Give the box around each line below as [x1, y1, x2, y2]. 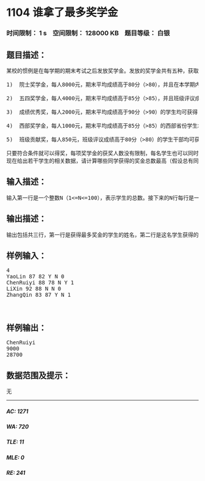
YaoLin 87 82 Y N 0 [6, 273, 65, 280]
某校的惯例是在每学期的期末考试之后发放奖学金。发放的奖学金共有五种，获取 [6, 67, 199, 74]
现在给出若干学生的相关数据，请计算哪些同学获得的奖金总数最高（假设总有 [6, 157, 193, 164]
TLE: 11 [6, 438, 24, 446]
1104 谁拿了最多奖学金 [6, 5, 118, 20]
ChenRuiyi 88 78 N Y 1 [6, 279, 74, 286]
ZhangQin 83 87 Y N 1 [6, 291, 71, 298]
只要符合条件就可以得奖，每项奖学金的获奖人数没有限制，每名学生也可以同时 [6, 150, 199, 156]
